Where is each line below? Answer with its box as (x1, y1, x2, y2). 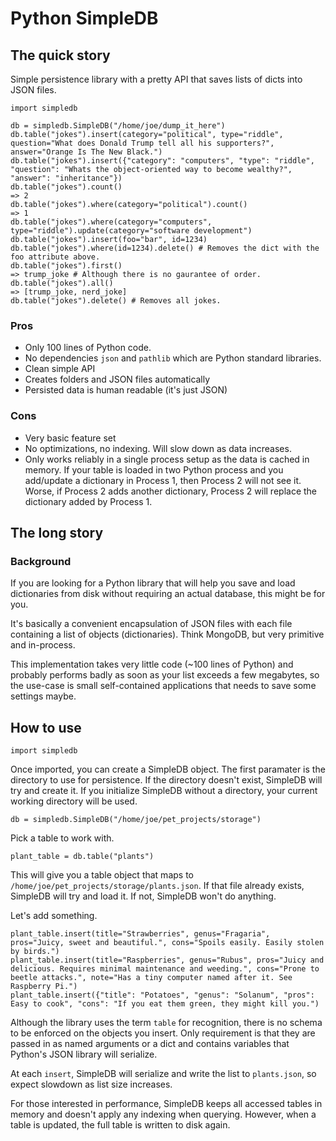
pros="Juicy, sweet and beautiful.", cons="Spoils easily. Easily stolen (10, 938, 325, 948)
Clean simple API (24, 363, 96, 375)
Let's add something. (10, 910, 98, 922)
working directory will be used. (10, 795, 138, 807)
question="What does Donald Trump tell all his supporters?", (10, 138, 275, 148)
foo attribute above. (10, 252, 101, 262)
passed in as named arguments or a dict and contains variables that (10, 1038, 290, 1050)
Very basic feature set (24, 432, 117, 444)
